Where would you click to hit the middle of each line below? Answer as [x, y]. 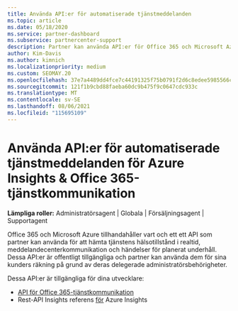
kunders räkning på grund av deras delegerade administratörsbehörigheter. [118, 264]
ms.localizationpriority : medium [57, 67]
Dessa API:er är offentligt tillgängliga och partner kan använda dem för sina [117, 257]
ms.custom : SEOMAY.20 [39, 73]
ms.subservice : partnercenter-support [64, 40]
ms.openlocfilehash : [38, 80]
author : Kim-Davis [34, 54]
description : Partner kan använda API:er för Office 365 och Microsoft [115, 47]
